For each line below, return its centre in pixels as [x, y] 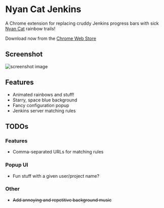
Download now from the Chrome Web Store [51, 38]
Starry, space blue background [45, 100]
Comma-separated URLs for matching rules [58, 152]
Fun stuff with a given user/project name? [56, 176]
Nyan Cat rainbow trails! [30, 28]
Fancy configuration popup [41, 105]
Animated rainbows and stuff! [43, 94]
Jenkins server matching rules [44, 111]
